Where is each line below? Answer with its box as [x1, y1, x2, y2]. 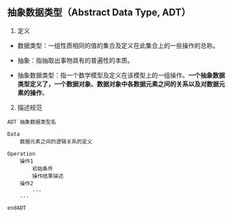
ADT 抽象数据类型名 [7, 118, 56, 126]
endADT [7, 204, 26, 211]
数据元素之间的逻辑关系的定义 [20, 138, 93, 145]
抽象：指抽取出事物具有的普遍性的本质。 [17, 56, 134, 64]
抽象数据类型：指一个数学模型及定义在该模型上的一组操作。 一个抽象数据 [17, 70, 225, 79]
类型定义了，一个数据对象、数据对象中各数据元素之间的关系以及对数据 [17, 80, 219, 88]
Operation [7, 150, 36, 157]
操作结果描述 [32, 172, 64, 179]
